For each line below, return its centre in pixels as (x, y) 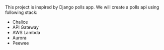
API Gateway (25, 27)
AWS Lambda (26, 32)
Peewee (21, 43)
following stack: (21, 12)
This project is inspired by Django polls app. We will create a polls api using (82, 7)
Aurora (19, 38)
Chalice (20, 22)
